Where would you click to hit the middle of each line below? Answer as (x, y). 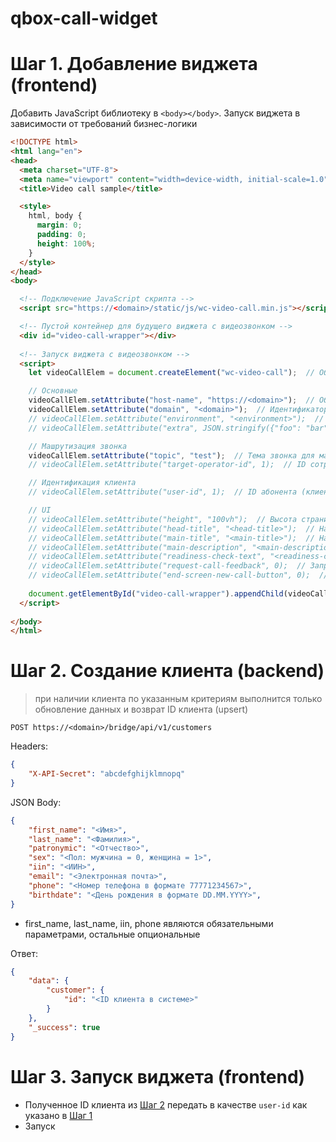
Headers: (29, 746)
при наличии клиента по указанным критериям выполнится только (178, 699)
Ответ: (24, 953)
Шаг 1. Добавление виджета (134, 64)
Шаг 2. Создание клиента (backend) (167, 671)
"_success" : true (64, 1027)
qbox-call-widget (84, 18)
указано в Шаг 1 (58, 1115)
